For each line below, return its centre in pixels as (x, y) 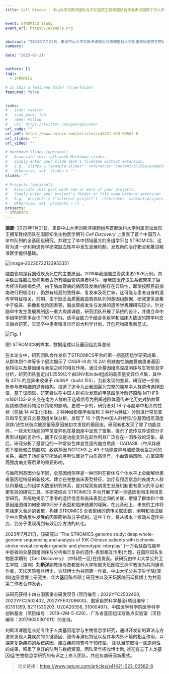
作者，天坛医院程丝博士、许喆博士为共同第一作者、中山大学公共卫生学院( (81, 571)
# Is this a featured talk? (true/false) (49, 87)
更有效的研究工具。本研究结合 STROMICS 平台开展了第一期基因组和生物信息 (84, 492)
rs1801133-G (18, 399)
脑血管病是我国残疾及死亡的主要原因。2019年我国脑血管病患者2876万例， (82, 273)
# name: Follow (23, 120)
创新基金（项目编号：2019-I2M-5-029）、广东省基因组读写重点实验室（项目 (83, 613)
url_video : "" (20, 143)
